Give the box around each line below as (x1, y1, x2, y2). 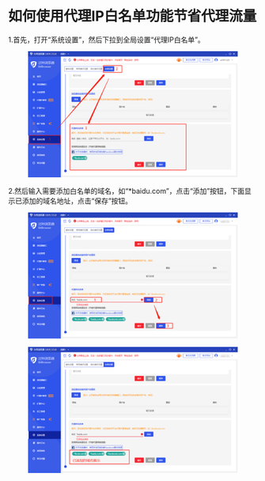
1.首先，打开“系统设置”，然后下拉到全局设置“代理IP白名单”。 (8, 35, 206, 44)
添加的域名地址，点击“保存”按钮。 (21, 196, 133, 206)
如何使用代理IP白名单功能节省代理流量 (8, 7, 257, 25)
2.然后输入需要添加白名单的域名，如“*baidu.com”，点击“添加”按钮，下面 (8, 187, 245, 195)
